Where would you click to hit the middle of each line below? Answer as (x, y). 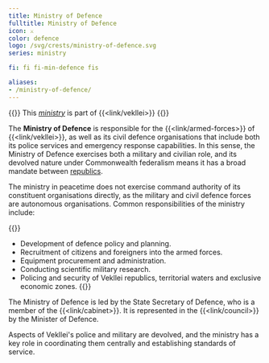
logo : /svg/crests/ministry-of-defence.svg (83, 46)
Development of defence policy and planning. (95, 243)
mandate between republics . (56, 171)
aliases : (23, 82)
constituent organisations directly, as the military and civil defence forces (130, 195)
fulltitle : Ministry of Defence (62, 23)
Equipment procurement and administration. (93, 260)
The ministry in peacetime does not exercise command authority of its (124, 187)
